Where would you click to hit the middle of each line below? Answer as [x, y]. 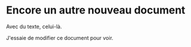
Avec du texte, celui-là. [34, 26]
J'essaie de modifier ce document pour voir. [60, 38]
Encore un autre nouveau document [96, 10]
